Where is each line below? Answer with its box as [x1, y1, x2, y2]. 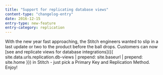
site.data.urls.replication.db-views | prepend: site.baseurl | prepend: [5, 54, 143, 60]
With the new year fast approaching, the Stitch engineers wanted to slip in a [5, 38, 159, 44]
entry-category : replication [5, 25, 65, 30]
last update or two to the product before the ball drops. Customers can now [5, 44, 158, 50]
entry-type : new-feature [5, 20, 56, 26]
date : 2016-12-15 [5, 16, 41, 21]
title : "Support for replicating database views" [5, 7, 109, 12]
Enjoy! [5, 64, 18, 71]
